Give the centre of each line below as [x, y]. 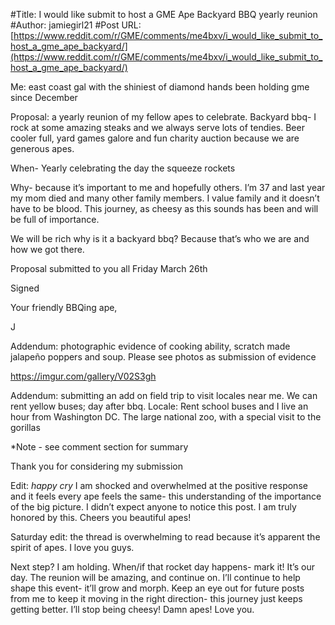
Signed [25, 288]
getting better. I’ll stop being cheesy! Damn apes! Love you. [132, 609]
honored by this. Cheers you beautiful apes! [101, 517]
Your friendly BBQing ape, [64, 307]
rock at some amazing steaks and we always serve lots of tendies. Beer [157, 127]
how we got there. [47, 249]
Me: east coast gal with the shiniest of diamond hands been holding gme [160, 87]
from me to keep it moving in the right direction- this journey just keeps [156, 598]
